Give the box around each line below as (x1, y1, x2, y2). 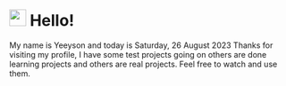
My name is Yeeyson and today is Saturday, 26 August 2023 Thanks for (9, 40, 273, 51)
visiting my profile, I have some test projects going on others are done (9, 49, 267, 59)
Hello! (29, 11, 75, 31)
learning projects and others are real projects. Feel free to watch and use (9, 59, 278, 69)
